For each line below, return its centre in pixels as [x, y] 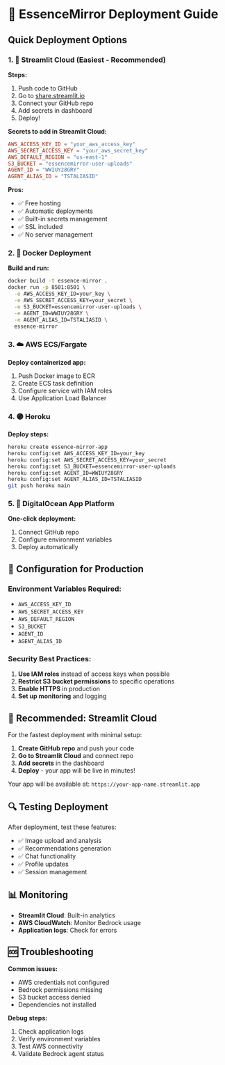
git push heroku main [39, 486]
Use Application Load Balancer [62, 398]
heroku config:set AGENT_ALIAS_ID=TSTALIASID [75, 480]
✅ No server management [55, 235]
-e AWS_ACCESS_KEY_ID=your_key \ [62, 294]
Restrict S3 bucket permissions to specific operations [96, 681]
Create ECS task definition [56, 383]
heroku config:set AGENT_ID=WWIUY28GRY [66, 473]
